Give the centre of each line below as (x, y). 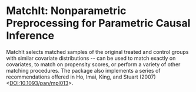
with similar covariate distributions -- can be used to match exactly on (91, 58)
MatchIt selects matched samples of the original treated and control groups (97, 52)
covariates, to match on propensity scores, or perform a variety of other (93, 64)
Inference (30, 36)
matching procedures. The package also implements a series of (83, 70)
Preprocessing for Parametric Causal (98, 23)
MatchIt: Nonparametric (66, 11)
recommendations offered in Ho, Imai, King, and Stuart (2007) (81, 77)
